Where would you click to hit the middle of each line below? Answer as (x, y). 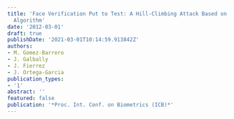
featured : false (31, 99)
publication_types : (36, 79)
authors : (20, 46)
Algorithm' (29, 20)
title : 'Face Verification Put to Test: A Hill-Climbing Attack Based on (117, 14)
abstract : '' (26, 92)
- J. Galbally (28, 59)
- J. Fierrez (26, 66)
